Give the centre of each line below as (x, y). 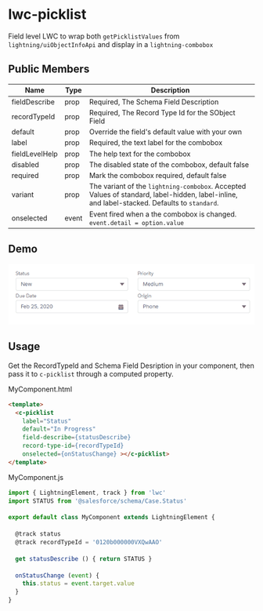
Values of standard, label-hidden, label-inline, (163, 195)
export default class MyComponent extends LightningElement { (112, 518)
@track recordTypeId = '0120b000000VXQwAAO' (89, 543)
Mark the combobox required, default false (158, 175)
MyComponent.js (36, 477)
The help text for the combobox (140, 154)
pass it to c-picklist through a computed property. (91, 373)
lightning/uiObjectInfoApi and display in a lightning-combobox (111, 44)
